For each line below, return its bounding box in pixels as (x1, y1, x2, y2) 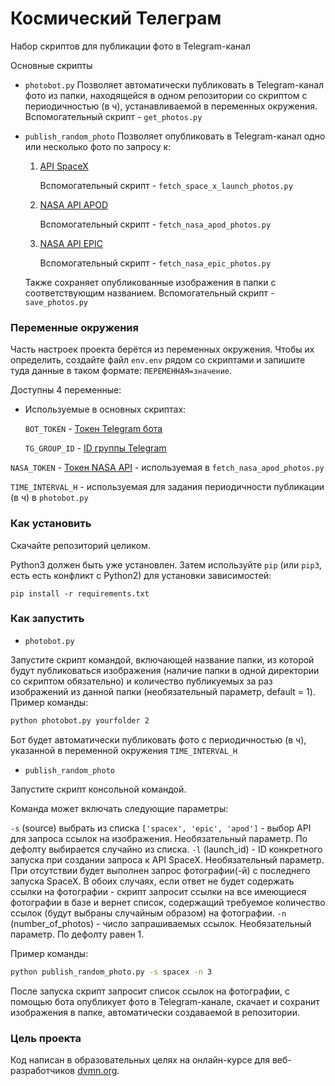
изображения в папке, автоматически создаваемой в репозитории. (10, 1006, 300, 1018)
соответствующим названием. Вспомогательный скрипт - (24, 287, 275, 299)
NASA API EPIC (39, 237, 104, 249)
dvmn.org (77, 1064, 118, 1076)
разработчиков (10, 1064, 76, 1076)
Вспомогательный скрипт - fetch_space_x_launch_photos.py (39, 179, 293, 191)
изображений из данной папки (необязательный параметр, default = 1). (10, 685, 316, 697)
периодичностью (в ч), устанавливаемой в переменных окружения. (24, 100, 318, 112)
